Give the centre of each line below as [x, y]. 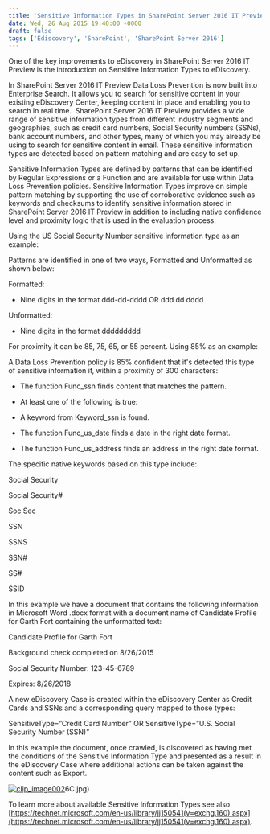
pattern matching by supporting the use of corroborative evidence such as [132, 195]
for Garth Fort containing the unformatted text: [85, 622]
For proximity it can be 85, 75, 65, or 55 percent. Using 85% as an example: [133, 347]
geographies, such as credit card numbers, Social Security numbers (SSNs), [135, 128]
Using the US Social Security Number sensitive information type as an [124, 236]
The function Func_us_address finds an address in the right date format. [139, 449]
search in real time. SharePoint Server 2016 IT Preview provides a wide [127, 111]
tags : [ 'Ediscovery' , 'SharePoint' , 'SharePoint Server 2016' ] [117, 38]
